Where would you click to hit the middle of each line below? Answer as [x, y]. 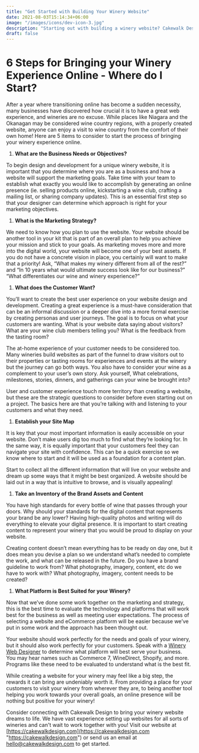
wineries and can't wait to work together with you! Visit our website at [91, 725]
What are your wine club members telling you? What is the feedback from [96, 331]
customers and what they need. [45, 410]
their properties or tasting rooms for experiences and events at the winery [96, 361]
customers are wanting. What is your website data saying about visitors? [95, 324]
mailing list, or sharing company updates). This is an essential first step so [97, 197]
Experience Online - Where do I [84, 75]
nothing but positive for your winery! [51, 701]
